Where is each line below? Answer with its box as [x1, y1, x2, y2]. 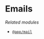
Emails [5, 3, 33, 14]
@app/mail [12, 29, 33, 34]
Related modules [5, 19, 39, 25]
